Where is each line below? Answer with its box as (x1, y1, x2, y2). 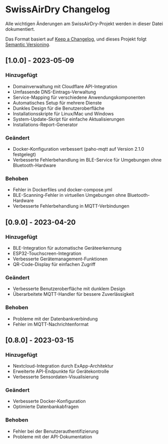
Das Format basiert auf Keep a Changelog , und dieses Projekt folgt (5, 36, 147, 42)
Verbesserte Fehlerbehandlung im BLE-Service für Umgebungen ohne (12, 156, 162, 163)
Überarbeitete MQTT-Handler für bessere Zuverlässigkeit (12, 291, 135, 297)
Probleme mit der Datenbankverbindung (12, 315, 98, 321)
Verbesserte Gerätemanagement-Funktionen (12, 255, 108, 262)
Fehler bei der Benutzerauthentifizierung (12, 428, 99, 434)
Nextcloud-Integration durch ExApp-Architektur (12, 363, 114, 369)
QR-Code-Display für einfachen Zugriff (12, 261, 96, 267)
